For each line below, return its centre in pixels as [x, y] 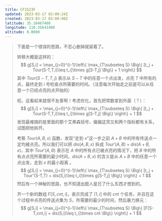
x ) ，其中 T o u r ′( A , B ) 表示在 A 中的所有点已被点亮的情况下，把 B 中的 [84, 150]
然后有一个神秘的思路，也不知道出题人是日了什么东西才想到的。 [80, 184]
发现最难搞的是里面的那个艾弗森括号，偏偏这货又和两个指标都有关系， [87, 122]
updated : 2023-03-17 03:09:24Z [37, 14]
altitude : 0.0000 [22, 32]
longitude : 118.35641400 [30, 28]
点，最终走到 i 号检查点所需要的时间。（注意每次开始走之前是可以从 [83, 84]
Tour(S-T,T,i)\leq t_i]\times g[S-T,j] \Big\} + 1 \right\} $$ [87, 70]
